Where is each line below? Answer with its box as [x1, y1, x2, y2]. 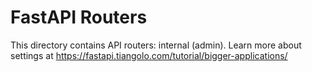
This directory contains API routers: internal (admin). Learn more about [10, 39, 302, 51]
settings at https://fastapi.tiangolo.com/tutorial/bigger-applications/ [10, 49, 288, 61]
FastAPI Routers [10, 6, 148, 29]
